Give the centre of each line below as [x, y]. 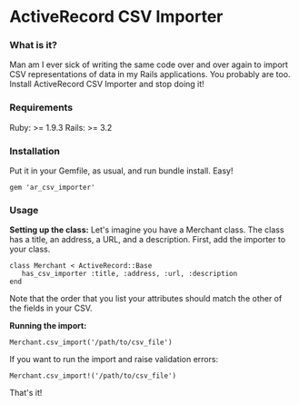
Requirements [41, 108]
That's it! [26, 393]
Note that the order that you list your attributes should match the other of [146, 299]
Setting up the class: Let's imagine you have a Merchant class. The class [147, 230]
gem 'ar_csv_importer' [52, 188]
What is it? [33, 45]
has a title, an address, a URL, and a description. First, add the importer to [148, 240]
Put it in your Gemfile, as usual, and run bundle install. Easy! [121, 171]
